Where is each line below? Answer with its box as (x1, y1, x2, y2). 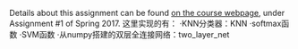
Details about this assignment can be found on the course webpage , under (9, 8, 285, 18)
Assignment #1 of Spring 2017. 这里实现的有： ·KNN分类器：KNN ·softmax (9, 18, 282, 29)
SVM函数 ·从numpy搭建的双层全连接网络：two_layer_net (21, 29, 230, 39)
